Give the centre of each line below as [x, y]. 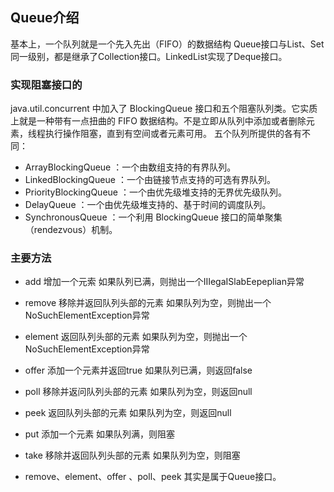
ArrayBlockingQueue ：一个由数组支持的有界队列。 [130, 167]
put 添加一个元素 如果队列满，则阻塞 [100, 434]
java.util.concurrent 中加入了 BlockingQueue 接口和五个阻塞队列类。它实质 [164, 109]
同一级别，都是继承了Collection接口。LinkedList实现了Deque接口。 [149, 56]
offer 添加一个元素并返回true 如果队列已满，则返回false [138, 370]
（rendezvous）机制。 [71, 230]
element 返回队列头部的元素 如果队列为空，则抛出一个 [136, 337]
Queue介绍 [45, 18]
